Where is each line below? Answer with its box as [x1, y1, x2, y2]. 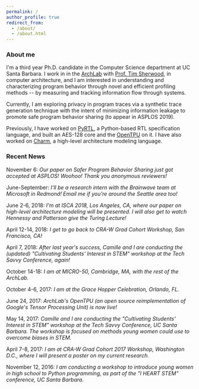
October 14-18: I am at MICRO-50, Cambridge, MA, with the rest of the [6, 268, 179, 275]
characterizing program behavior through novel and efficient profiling [6, 83, 176, 90]
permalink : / [6, 8, 39, 15]
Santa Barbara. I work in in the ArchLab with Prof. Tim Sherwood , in [6, 70, 171, 77]
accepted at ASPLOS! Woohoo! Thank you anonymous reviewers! [6, 172, 168, 179]
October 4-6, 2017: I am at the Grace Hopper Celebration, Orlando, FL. [6, 286, 179, 293]
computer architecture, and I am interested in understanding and [6, 77, 165, 84]
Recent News [6, 152, 46, 161]
